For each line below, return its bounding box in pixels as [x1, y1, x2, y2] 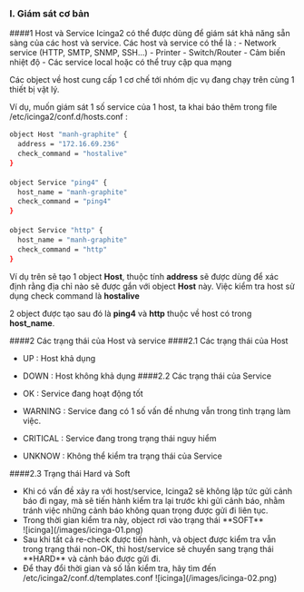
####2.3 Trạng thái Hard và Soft [9, 468, 131, 479]
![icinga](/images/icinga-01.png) [22, 524, 143, 535]
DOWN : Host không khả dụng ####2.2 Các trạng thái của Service [22, 370, 272, 381]
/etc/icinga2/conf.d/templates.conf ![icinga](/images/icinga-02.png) [22, 572, 278, 583]
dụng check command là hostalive [9, 290, 141, 301]
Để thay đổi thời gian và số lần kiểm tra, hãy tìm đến [22, 562, 217, 574]
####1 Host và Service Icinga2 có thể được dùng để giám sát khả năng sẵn [9, 28, 290, 39]
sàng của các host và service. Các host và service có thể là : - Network [9, 37, 277, 48]
